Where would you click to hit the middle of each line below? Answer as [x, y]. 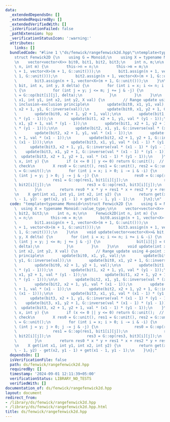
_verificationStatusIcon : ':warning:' [51, 39]
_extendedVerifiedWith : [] [38, 24]
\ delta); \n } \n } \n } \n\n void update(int [88, 246]
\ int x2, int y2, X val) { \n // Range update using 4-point [88, 251]
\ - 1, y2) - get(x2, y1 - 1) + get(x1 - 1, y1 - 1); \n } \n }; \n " [88, 199]
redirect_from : [21, 398]
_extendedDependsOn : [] [35, 15]
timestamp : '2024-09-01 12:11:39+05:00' [53, 374]
